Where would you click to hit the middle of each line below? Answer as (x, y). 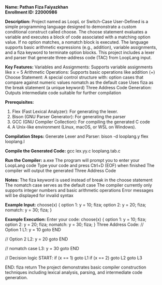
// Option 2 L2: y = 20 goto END (37, 239)
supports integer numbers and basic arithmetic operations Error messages (79, 190)
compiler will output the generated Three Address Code (60, 171)
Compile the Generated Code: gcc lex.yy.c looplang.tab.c (63, 151)
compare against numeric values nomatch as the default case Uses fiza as (79, 82)
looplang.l (15, 142)
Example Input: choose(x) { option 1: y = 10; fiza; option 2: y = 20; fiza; (76, 205)
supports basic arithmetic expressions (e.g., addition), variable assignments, (81, 47)
